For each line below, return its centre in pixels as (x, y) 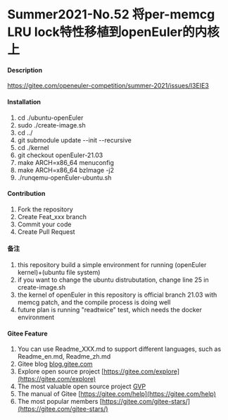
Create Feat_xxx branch (52, 216)
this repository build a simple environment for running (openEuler (112, 265)
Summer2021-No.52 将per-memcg (111, 14)
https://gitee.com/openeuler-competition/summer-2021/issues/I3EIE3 (108, 86)
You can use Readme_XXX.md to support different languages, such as (119, 349)
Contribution (26, 194)
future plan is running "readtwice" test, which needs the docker (109, 310)
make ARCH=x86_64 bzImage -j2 (66, 170)
